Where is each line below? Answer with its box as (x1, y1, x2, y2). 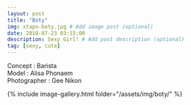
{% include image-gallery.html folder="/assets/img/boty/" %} (7, 90, 183, 98)
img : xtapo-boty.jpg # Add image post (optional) (7, 23, 154, 30)
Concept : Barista (7, 62, 57, 70)
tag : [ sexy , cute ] (7, 42, 60, 49)
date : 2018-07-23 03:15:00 (7, 29, 85, 37)
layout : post (7, 10, 45, 17)
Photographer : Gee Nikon (7, 76, 82, 84)
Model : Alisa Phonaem (7, 69, 73, 77)
